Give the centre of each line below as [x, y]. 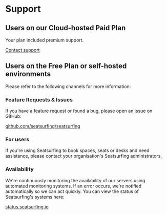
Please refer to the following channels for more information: [68, 86]
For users [17, 140]
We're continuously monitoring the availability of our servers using [75, 180]
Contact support [23, 50]
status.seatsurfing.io [27, 207]
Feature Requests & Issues [39, 99]
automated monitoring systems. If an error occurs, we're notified [74, 186]
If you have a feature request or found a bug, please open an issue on [79, 111]
